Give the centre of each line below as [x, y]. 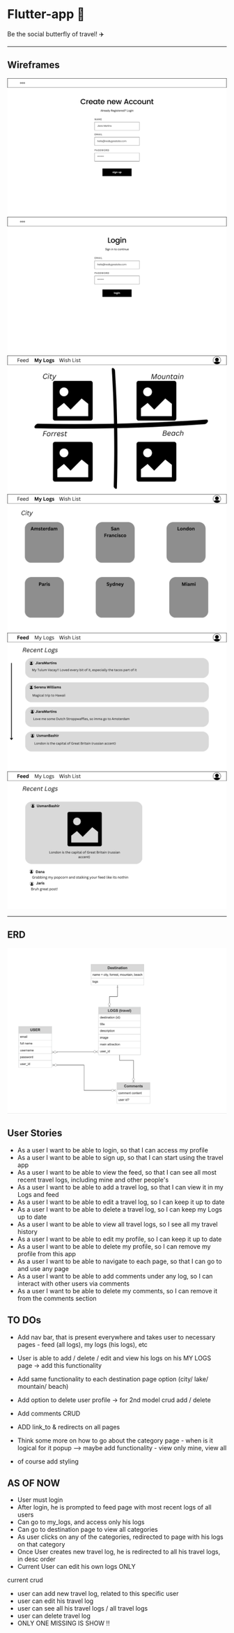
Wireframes [34, 65]
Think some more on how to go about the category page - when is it [115, 1440]
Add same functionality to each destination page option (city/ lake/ [113, 1379]
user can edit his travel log [55, 1601]
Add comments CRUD [49, 1413]
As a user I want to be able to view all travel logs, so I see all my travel [117, 1224]
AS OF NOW [34, 1483]
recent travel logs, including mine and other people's [93, 1180]
